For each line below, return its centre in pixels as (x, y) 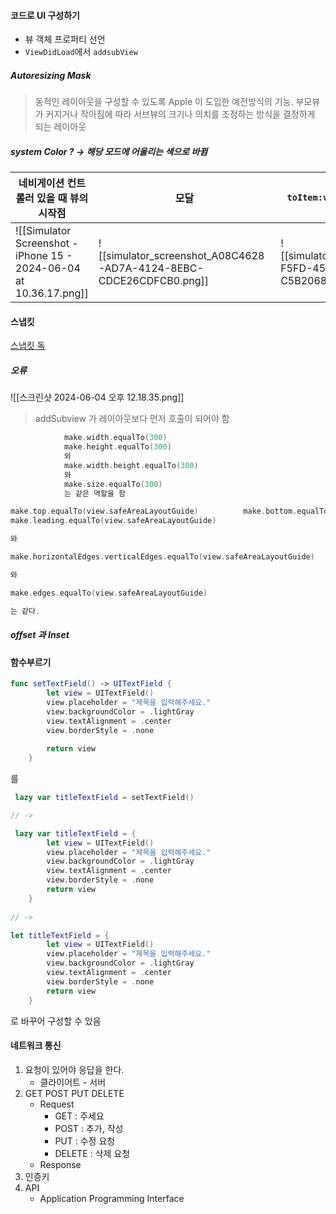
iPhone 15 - (44, 256)
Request (57, 1104)
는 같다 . (25, 611)
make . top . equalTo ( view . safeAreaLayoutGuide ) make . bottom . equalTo (169, 511)
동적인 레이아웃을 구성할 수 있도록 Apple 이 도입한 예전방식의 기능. (164, 102)
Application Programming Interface (112, 1198)
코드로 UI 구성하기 (45, 15)
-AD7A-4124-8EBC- (151, 268)
